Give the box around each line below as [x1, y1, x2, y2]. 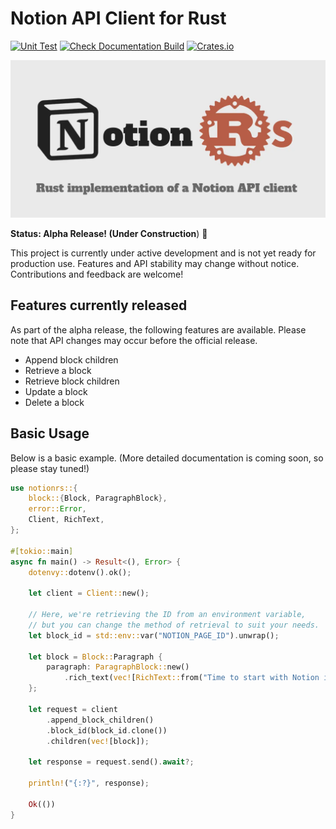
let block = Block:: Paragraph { [28, 652, 163, 662]
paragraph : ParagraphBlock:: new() [46, 662, 190, 672]
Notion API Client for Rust [10, 7, 227, 30]
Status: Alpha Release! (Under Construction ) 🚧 [10, 227, 208, 239]
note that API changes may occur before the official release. [10, 334, 258, 346]
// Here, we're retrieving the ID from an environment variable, [28, 610, 307, 620]
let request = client [28, 704, 118, 714]
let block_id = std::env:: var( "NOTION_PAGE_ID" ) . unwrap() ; [28, 630, 280, 641]
